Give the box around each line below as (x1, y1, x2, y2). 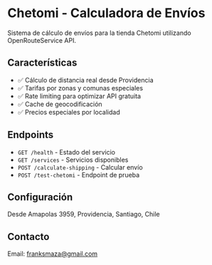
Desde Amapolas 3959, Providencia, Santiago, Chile (7, 210, 160, 219)
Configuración (7, 191, 73, 203)
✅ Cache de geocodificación (17, 100, 102, 108)
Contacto (7, 230, 50, 243)
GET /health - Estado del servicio (17, 147, 116, 156)
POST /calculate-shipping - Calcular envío (17, 162, 144, 172)
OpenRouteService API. (7, 36, 77, 44)
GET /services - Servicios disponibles (17, 155, 129, 164)
